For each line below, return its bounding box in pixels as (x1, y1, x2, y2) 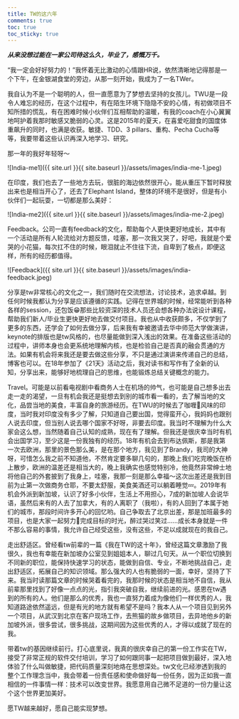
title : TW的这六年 (7, 10, 58, 18)
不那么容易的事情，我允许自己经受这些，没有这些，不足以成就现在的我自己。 (7, 526, 232, 534)
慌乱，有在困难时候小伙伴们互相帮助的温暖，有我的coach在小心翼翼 (31, 107, 231, 116)
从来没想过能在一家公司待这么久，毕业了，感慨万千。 (7, 50, 164, 59)
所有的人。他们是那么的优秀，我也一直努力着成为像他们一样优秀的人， (19, 594, 225, 602)
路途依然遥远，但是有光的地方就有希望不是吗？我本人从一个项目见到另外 (19, 602, 232, 612)
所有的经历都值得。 (19, 252, 76, 260)
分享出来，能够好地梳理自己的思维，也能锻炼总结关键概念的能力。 (19, 368, 213, 377)
